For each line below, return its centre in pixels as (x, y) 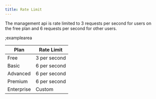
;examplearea (19, 38)
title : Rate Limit (23, 9)
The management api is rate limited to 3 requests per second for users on (78, 23)
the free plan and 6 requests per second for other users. (61, 28)
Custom (44, 89)
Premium (18, 81)
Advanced (19, 73)
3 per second (51, 57)
